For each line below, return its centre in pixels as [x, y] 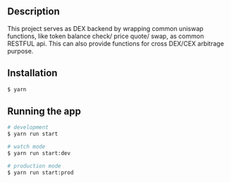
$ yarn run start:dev [39, 153]
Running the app [44, 111]
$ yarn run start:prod [40, 172]
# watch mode [26, 147]
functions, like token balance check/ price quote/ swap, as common [106, 36]
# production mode [34, 166]
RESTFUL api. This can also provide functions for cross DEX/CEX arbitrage [115, 43]
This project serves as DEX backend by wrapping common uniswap [106, 28]
